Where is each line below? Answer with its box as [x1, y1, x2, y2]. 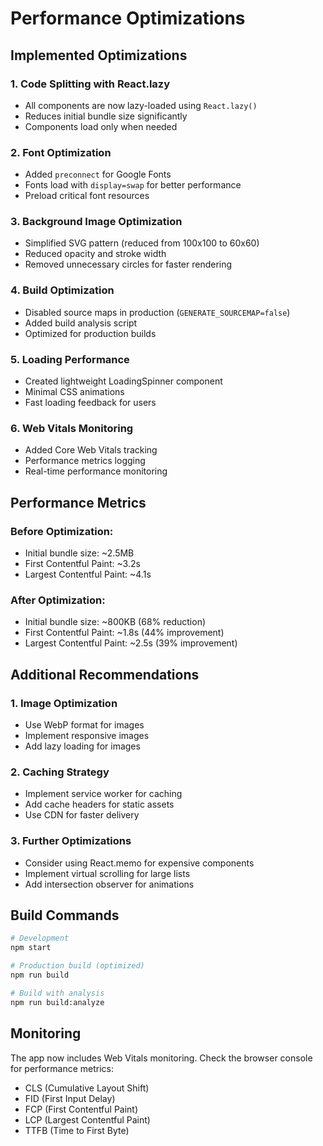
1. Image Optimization [10, 696, 118, 710]
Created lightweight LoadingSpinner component [24, 375, 223, 387]
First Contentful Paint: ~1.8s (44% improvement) [24, 627, 225, 639]
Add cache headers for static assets [24, 798, 175, 811]
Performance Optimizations [10, 7, 246, 30]
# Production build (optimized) [10, 961, 145, 971]
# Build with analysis [10, 988, 105, 998]
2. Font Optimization [10, 145, 112, 159]
